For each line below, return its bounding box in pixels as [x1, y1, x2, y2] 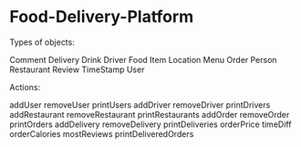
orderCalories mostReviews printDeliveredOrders [9, 128, 194, 139]
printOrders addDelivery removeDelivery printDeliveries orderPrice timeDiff [9, 119, 292, 130]
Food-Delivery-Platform [9, 6, 194, 27]
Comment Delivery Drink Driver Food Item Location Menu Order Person [9, 54, 277, 65]
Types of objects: [9, 37, 75, 47]
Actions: [9, 81, 41, 92]
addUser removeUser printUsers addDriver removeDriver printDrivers [9, 99, 271, 110]
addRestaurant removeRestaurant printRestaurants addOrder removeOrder [9, 109, 290, 120]
